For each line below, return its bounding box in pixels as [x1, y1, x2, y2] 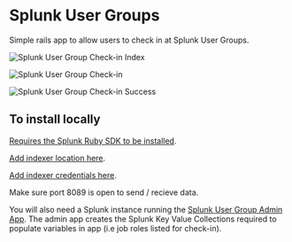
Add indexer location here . [9, 152, 106, 163]
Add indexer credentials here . [9, 169, 117, 180]
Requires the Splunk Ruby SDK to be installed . [9, 135, 177, 146]
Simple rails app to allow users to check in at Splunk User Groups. [9, 35, 250, 45]
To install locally [9, 112, 101, 127]
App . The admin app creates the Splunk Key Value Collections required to [9, 214, 277, 224]
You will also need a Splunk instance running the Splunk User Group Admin [9, 204, 283, 215]
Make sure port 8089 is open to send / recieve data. [9, 187, 199, 198]
